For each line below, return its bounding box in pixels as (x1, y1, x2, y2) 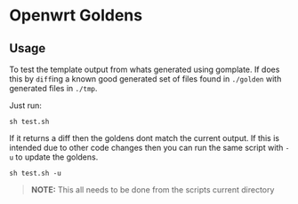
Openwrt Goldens (9, 5, 143, 26)
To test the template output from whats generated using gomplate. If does (9, 64, 280, 75)
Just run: (9, 100, 43, 111)
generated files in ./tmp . (9, 83, 98, 93)
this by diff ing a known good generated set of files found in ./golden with (9, 74, 282, 84)
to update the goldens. (15, 152, 99, 162)
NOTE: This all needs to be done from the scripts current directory (30, 184, 275, 195)
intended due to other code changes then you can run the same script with (9, 143, 284, 153)
